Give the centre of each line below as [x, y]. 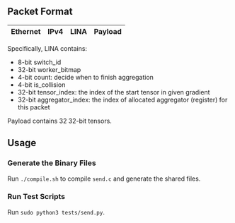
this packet [34, 107]
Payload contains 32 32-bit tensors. [59, 121]
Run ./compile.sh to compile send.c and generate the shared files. [104, 179]
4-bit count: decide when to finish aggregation [86, 77]
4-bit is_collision [41, 85]
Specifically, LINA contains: [47, 48]
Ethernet [26, 31]
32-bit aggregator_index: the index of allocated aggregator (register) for [122, 100]
